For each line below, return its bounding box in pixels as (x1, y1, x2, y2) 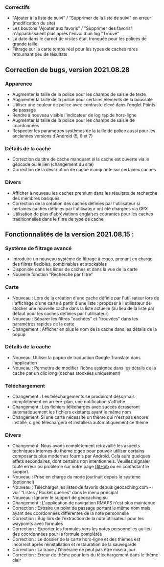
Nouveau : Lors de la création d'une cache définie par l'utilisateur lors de (12, 295, 160, 301)
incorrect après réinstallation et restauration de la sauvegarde (12, 542, 137, 547)
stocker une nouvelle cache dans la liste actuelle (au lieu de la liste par (12, 305, 155, 311)
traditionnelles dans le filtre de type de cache (12, 216, 104, 222)
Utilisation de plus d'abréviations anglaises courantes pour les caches (12, 211, 153, 217)
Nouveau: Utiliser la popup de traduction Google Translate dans (12, 354, 141, 361)
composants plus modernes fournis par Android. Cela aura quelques (12, 453, 151, 459)
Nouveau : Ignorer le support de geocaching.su (12, 495, 108, 500)
